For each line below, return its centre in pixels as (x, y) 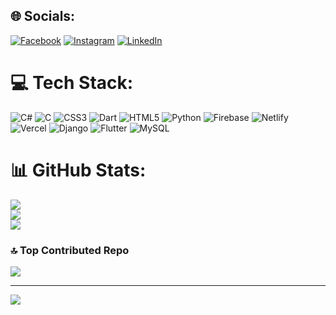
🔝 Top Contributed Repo (70, 250)
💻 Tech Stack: (72, 83)
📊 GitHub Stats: (78, 170)
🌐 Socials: (43, 16)
